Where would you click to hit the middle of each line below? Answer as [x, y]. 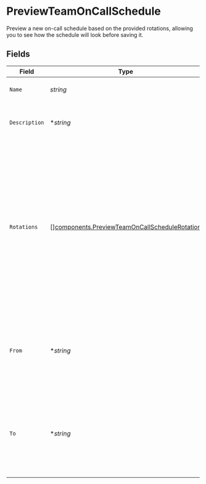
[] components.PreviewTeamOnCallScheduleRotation [126, 227]
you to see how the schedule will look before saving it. [75, 34]
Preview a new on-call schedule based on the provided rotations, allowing [100, 28]
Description [27, 122]
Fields [18, 54]
